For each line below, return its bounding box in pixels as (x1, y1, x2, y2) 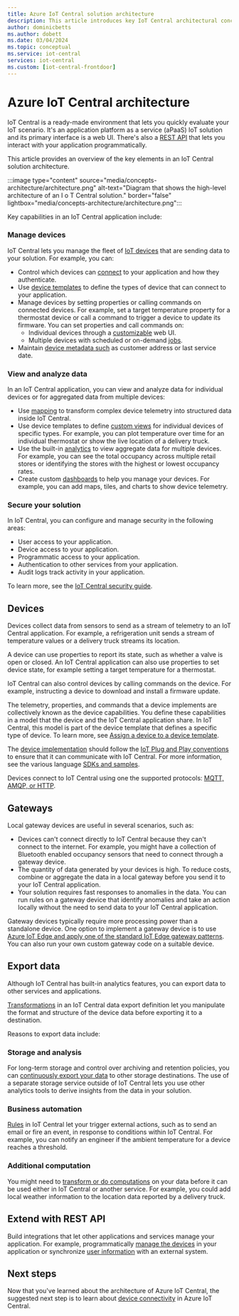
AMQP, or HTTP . (7, 782, 55, 790)
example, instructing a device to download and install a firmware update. (7, 687, 221, 695)
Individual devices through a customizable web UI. (28, 328, 176, 337)
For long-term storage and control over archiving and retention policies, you (7, 1063, 230, 1072)
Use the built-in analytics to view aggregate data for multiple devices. (17, 444, 222, 453)
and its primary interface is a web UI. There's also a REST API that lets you (7, 133, 225, 141)
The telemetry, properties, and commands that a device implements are (7, 700, 217, 710)
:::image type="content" (7, 175, 78, 184)
